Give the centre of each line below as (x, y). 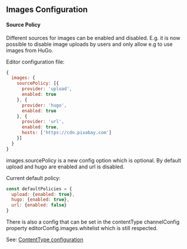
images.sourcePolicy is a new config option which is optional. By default (93, 160)
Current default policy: (33, 178)
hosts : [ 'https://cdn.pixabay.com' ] (66, 133)
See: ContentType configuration (45, 240)
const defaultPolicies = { (39, 189)
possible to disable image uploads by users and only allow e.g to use (89, 44)
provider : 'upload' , (47, 89)
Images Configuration (47, 10)
